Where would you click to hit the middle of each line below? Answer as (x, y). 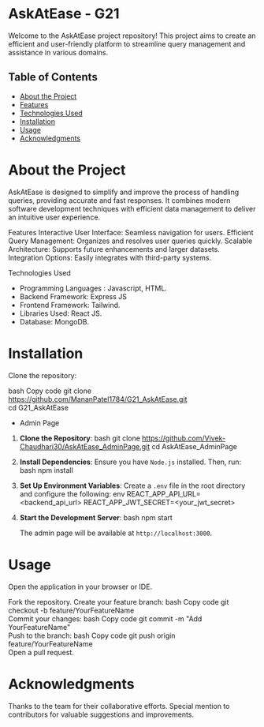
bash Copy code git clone (50, 391)
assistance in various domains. (58, 52)
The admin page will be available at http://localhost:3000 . (116, 533)
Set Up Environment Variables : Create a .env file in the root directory (132, 485)
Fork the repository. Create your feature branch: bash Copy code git (119, 601)
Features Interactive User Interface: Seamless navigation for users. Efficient (131, 232)
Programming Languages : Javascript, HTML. (93, 288)
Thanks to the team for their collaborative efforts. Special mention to (119, 706)
